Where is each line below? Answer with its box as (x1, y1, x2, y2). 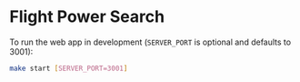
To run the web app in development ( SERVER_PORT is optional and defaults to (9, 36, 292, 47)
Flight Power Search (9, 6, 165, 27)
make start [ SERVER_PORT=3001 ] (9, 64, 128, 73)
